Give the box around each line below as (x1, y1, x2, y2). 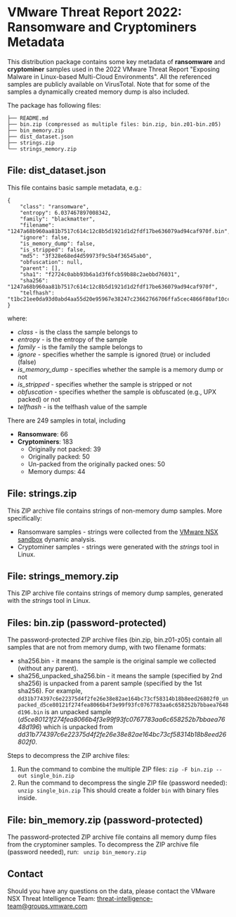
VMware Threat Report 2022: (7, 4, 183, 20)
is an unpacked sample (44, 708, 112, 716)
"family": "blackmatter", (20, 216, 96, 223)
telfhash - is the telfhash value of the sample (17, 402, 147, 411)
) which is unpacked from (39, 723, 114, 731)
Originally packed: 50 (27, 452, 90, 461)
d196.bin (17, 709, 44, 716)
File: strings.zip (7, 487, 77, 500)
